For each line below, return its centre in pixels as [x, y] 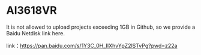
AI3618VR [31, 10]
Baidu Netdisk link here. [35, 33]
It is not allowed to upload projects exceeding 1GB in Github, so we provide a [101, 27]
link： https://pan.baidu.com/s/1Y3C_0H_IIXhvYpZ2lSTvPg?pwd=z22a [92, 45]
